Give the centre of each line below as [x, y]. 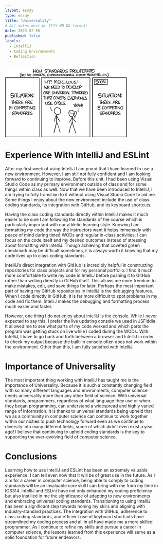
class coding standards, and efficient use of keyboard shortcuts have [74, 517]
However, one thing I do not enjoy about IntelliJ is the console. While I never [81, 316]
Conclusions [31, 457]
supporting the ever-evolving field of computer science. [61, 437]
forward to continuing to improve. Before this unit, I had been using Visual [79, 179]
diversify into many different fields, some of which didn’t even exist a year [79, 427]
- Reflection [23, 56]
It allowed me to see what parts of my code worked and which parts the [77, 326]
